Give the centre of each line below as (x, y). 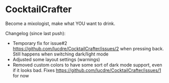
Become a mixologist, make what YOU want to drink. (60, 23)
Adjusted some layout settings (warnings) (56, 59)
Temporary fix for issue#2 (40, 43)
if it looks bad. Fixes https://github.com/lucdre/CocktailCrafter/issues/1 (87, 70)
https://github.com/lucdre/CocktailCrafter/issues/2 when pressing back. (88, 48)
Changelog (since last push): (35, 33)
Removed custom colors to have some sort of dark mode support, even (87, 65)
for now (21, 75)
